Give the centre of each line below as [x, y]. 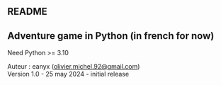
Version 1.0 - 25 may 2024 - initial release [68, 74]
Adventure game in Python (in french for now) [111, 36]
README [27, 12]
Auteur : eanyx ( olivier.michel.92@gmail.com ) [74, 67]
